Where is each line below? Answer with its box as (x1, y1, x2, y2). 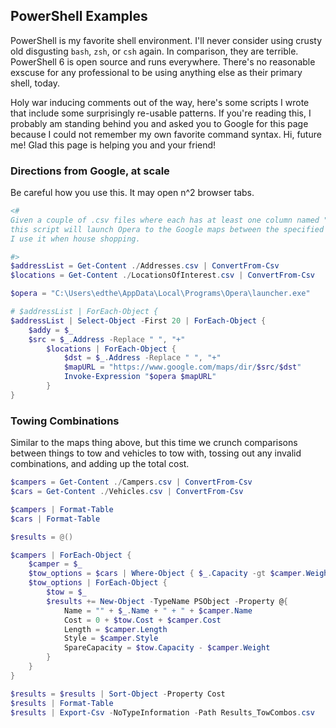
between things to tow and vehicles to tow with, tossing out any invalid (10, 447, 302, 459)
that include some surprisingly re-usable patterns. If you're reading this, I (10, 107, 312, 119)
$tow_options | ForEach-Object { (28, 578, 168, 588)
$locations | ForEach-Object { (46, 344, 177, 354)
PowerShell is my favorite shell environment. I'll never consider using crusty (10, 34, 323, 46)
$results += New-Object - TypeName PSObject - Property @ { (46, 596, 288, 606)
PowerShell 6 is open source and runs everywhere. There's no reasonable (10, 55, 316, 68)
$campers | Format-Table (10, 504, 114, 514)
